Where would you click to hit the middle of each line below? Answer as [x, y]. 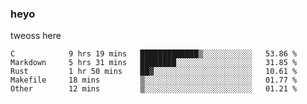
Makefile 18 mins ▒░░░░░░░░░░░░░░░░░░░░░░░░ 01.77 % [154, 80]
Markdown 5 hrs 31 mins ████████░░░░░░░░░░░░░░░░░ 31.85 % [154, 63]
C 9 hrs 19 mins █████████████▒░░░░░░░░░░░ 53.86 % [154, 54]
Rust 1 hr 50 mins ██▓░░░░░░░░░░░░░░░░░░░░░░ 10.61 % [154, 72]
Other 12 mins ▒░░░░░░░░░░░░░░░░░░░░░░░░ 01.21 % [154, 89]
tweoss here [36, 36]
